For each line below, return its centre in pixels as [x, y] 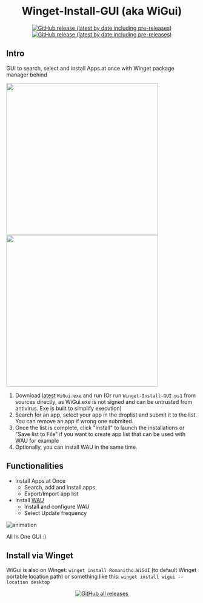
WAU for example [37, 440]
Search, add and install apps [60, 487]
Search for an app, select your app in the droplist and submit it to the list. [106, 415]
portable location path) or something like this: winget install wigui [91, 577]
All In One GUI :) [26, 536]
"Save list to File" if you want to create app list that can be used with [100, 434]
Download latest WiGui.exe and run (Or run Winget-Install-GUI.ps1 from [105, 395]
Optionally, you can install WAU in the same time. [76, 447]
